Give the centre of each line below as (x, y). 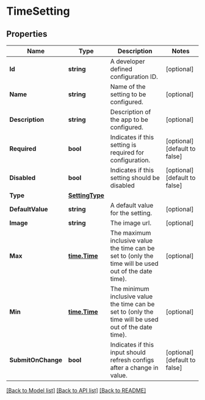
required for (127, 153)
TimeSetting (38, 11)
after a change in (134, 368)
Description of (131, 112)
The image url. (131, 223)
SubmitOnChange (36, 360)
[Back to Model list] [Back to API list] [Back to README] (76, 391)
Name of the (128, 87)
